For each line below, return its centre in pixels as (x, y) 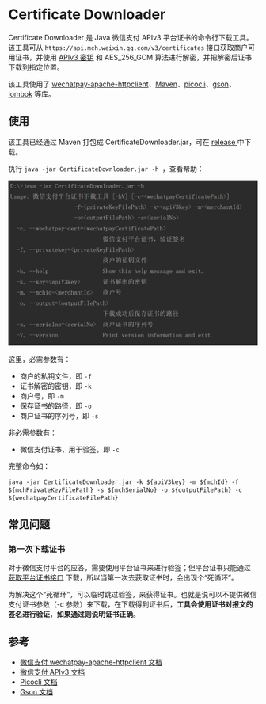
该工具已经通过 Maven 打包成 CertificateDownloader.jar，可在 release (122, 142)
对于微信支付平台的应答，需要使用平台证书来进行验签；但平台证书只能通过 (129, 568)
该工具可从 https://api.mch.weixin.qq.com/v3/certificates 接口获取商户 (128, 47)
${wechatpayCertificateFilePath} (63, 498)
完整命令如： (29, 466)
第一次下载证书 (37, 549)
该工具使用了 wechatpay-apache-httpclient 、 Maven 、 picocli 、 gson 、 (122, 84)
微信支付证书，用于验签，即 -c (70, 450)
